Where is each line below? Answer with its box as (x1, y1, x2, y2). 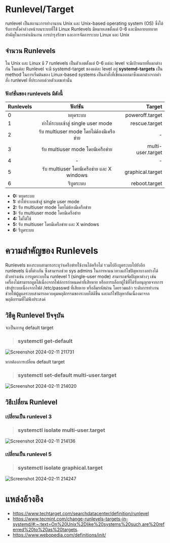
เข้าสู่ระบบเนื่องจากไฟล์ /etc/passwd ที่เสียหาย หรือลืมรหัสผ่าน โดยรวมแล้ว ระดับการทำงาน (5, 285, 159, 291)
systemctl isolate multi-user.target (17, 426, 105, 433)
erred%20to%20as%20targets (12, 527, 77, 533)
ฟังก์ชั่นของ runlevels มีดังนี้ (5, 90, 63, 97)
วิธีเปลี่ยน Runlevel (5, 398, 58, 406)
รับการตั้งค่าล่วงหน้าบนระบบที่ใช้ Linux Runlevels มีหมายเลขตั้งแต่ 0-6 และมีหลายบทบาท (5, 26, 158, 32)
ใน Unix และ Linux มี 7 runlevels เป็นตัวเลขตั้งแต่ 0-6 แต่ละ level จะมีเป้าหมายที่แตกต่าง (5, 60, 162, 66)
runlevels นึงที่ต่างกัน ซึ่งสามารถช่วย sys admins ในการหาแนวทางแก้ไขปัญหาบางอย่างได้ (5, 267, 158, 274)
